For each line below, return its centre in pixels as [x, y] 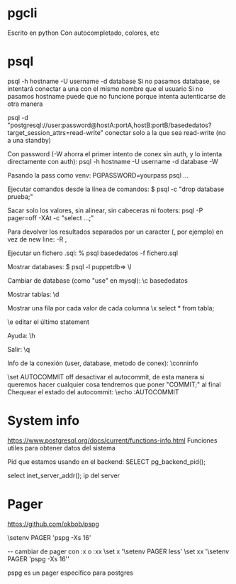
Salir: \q [19, 349]
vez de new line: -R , [37, 239]
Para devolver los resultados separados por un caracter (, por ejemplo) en [116, 232]
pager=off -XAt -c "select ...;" [51, 217]
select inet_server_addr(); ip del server [64, 475]
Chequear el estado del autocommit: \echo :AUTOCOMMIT [93, 391]
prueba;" [20, 196]
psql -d [18, 117]
